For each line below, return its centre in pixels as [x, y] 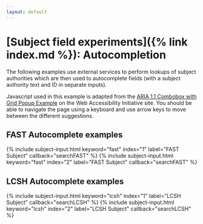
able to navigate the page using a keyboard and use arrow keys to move [96, 109]
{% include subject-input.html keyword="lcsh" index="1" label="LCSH [94, 196]
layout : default [27, 12]
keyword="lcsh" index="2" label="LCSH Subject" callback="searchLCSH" [99, 209]
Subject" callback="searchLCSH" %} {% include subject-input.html [90, 202]
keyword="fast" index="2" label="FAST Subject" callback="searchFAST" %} [102, 162]
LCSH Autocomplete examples [65, 181]
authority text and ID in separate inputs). [57, 84]
